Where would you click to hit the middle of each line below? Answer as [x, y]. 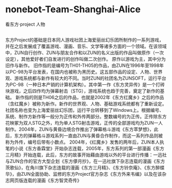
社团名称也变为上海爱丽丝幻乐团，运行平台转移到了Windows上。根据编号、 [85, 110]
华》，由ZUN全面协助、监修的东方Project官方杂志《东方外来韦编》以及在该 [84, 174]
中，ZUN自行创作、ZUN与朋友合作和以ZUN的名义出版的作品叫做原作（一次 [85, 53]
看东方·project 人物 [25, 24]
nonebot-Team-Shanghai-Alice [73, 9]
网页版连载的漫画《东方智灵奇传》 [46, 180]
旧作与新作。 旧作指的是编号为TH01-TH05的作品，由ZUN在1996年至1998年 [85, 65]
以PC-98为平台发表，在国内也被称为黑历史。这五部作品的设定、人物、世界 [84, 72]
